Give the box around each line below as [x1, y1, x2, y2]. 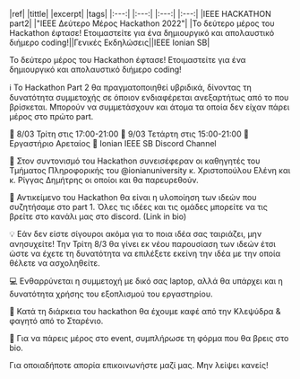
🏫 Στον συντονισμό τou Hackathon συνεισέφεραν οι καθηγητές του [9, 155, 261, 166]
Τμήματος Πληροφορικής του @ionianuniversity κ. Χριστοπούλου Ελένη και [9, 165, 291, 175]
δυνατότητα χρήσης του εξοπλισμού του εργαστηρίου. [9, 288, 213, 299]
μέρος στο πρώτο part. [9, 111, 94, 121]
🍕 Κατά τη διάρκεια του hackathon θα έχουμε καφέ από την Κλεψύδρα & [9, 306, 281, 316]
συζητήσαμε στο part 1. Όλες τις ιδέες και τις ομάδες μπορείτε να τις [9, 202, 269, 212]
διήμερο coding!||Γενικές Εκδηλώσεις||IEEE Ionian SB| [9, 37, 210, 48]
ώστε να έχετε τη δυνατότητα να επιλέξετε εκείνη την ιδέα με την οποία [9, 248, 281, 259]
